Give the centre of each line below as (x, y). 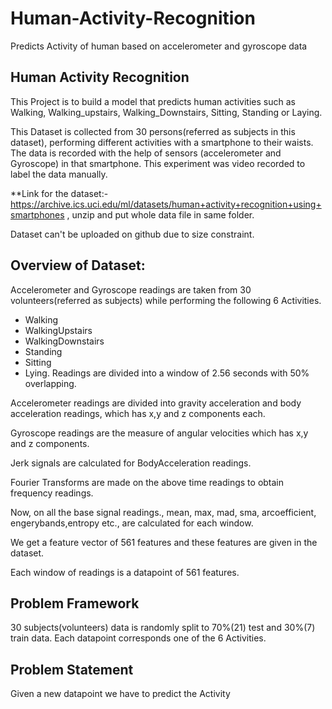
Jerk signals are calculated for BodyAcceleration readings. (131, 463)
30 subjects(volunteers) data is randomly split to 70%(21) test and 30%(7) (163, 628)
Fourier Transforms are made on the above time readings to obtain (147, 482)
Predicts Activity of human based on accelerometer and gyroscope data (159, 46)
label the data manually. (59, 174)
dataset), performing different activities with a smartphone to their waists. (162, 142)
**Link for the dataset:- (59, 193)
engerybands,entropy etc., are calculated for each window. (132, 523)
